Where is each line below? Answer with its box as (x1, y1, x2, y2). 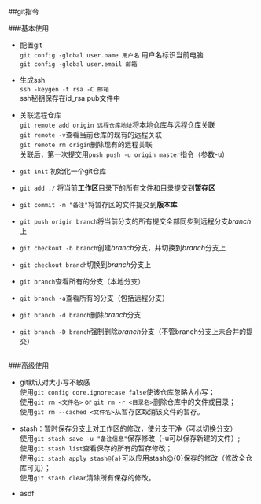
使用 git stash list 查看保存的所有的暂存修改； (19, 443, 173, 453)
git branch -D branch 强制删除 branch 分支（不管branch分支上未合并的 (19, 327, 247, 336)
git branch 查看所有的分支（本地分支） (19, 276, 145, 286)
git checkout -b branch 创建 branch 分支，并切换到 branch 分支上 (19, 243, 226, 252)
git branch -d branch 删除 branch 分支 (19, 310, 142, 319)
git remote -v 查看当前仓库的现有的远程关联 (19, 130, 163, 139)
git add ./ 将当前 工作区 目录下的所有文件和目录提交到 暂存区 (19, 183, 216, 192)
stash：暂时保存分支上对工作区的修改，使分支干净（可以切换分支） (19, 424, 237, 433)
